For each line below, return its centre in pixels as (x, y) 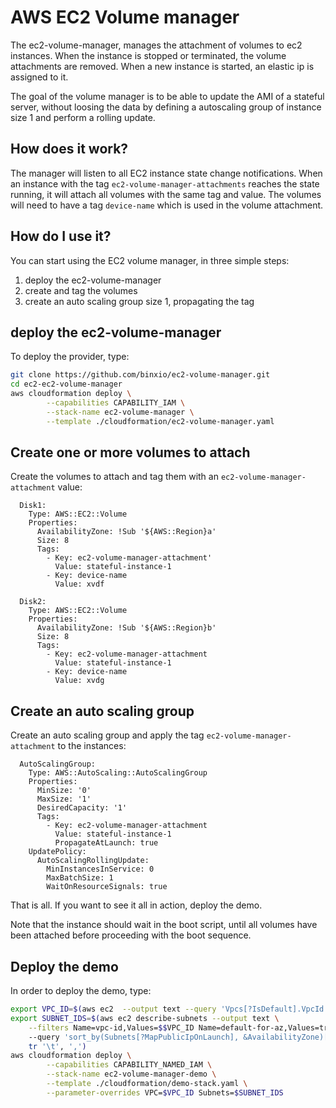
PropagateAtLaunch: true (106, 843)
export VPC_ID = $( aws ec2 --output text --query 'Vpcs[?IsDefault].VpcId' (169, 1009)
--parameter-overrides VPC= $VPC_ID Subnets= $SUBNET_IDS (165, 1092)
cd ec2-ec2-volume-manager (66, 384)
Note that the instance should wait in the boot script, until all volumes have (164, 925)
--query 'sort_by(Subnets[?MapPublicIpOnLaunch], (134, 1037)
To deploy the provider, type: (70, 357)
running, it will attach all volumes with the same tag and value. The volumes (166, 194)
